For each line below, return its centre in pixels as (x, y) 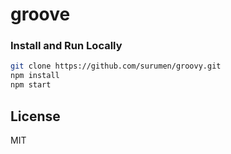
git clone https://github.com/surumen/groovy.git (116, 66)
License (35, 116)
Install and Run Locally (66, 46)
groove (40, 14)
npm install (35, 76)
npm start (31, 85)
